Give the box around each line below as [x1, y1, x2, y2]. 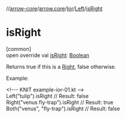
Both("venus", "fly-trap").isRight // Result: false [6, 105, 120, 112]
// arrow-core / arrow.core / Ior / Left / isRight [6, 5, 103, 12]
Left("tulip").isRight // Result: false [6, 92, 89, 100]
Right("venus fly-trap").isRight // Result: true [6, 98, 114, 106]
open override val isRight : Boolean [6, 52, 89, 59]
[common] [6, 45, 31, 52]
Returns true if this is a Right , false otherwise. [6, 63, 117, 70]
